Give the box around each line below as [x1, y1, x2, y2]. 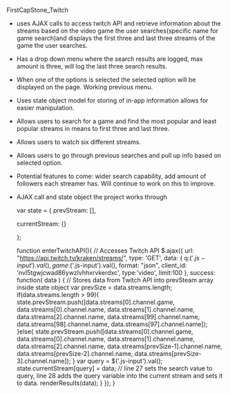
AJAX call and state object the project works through [16, 193, 167, 201]
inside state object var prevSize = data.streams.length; [16, 283, 173, 292]
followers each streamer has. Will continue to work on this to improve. [16, 179, 215, 188]
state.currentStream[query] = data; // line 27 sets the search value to [16, 364, 213, 373]
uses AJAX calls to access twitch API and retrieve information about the [16, 19, 222, 27]
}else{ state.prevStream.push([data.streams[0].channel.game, [16, 328, 194, 335]
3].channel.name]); [16, 357, 71, 365]
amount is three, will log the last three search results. [16, 62, 167, 70]
